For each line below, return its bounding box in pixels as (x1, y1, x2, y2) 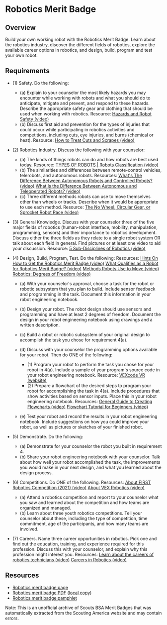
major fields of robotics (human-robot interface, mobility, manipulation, (12, 224, 158, 230)
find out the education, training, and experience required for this (12, 541, 144, 547)
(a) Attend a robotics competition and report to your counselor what (19, 494, 159, 500)
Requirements (5, 67, 50, 75)
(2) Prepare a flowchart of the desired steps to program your (27, 382, 152, 389)
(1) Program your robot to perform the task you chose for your (27, 361, 154, 367)
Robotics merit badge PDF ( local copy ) (12, 590, 92, 596)
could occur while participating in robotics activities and (19, 126, 135, 132)
